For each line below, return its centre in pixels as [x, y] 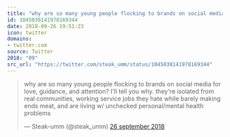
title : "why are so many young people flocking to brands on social [107, 13]
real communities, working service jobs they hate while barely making [122, 98]
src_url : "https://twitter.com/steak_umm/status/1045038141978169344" [110, 64]
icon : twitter [27, 33]
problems [37, 113]
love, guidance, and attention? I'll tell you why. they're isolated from [119, 91]
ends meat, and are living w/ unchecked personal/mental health [114, 105]
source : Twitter [30, 52]
